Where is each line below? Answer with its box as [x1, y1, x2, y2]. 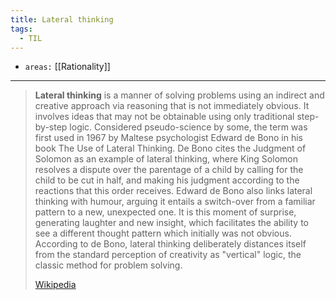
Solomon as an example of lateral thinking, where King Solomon [34, 153, 298, 165]
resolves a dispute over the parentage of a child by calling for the [34, 164, 304, 176]
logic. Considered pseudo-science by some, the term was [69, 121, 308, 133]
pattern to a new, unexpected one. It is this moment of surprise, [34, 206, 297, 218]
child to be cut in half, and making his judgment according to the [34, 174, 300, 186]
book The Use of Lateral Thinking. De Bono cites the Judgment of [34, 142, 307, 155]
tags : [10, 24, 33, 34]
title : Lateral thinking [10, 14, 114, 25]
